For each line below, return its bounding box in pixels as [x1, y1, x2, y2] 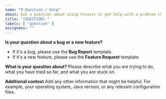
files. [5, 89, 15, 95]
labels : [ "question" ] [5, 21, 54, 26]
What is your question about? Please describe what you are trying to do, [5, 64, 155, 70]
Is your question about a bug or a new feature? [5, 39, 103, 45]
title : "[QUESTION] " [5, 16, 50, 21]
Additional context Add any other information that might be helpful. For [5, 79, 151, 85]
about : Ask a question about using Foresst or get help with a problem [5, 12, 156, 17]
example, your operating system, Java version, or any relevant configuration [5, 84, 161, 90]
